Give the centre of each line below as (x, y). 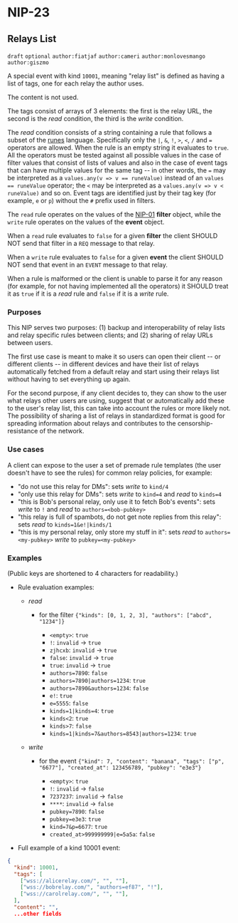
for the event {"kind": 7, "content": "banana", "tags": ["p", (132, 760)
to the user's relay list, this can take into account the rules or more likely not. (119, 408)
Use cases (26, 450)
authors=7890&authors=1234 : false (99, 688)
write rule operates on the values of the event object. (86, 222)
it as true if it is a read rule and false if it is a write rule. (88, 294)
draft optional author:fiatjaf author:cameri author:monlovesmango (107, 56)
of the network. (62, 431)
